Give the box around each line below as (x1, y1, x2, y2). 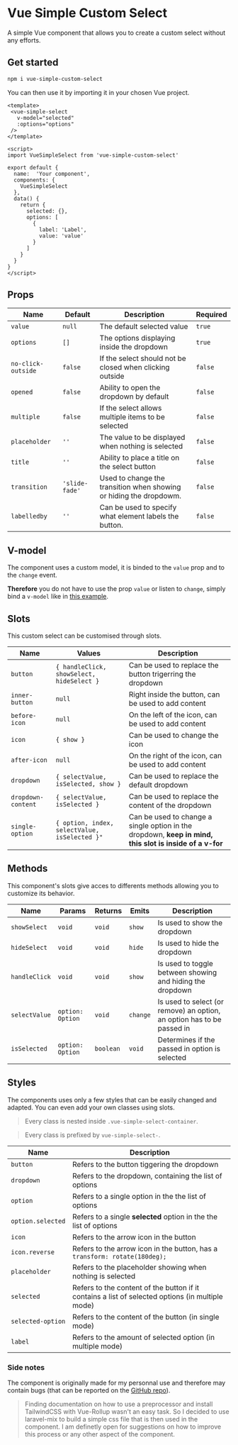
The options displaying (99, 333, 176, 343)
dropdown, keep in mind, (128, 830, 213, 840)
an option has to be (157, 1014, 222, 1024)
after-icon (11, 756, 47, 764)
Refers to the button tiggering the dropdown (72, 1159, 219, 1169)
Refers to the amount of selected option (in (72, 1332, 215, 1342)
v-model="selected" (16, 114, 74, 121)
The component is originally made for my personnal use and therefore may (7, 1378, 226, 1387)
